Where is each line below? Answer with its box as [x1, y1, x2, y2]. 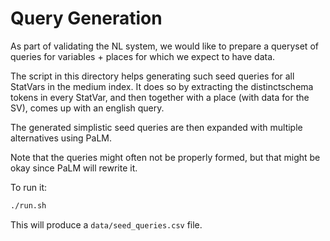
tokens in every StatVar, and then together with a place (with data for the [10, 91, 310, 103]
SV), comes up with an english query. [10, 102, 165, 114]
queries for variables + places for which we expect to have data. [10, 50, 276, 62]
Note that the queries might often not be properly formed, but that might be [10, 151, 321, 163]
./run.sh [10, 200, 47, 211]
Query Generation [10, 7, 163, 30]
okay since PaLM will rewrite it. [10, 162, 138, 174]
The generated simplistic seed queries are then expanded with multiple [10, 121, 303, 133]
